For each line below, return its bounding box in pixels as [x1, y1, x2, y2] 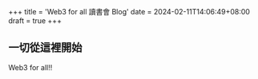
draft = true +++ [8, 16, 62, 26]
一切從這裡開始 [8, 41, 83, 54]
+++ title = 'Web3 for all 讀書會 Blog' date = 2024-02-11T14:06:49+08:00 [8, 7, 251, 16]
